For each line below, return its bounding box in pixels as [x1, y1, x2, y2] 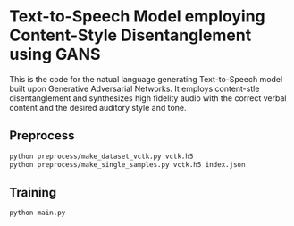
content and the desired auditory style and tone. [9, 102, 187, 113]
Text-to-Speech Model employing [9, 6, 265, 27]
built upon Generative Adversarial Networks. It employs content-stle [9, 83, 260, 94]
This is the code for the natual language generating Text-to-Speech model [9, 73, 283, 84]
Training [9, 185, 57, 200]
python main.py [9, 208, 66, 218]
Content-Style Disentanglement [9, 25, 252, 46]
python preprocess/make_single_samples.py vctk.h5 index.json [9, 160, 246, 169]
